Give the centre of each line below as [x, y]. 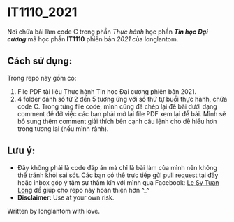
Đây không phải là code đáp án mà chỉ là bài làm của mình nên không [117, 167]
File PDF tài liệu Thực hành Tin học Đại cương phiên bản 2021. [107, 91]
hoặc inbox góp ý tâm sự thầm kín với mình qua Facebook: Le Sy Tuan [118, 182]
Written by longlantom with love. [53, 211]
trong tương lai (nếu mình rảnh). [63, 129]
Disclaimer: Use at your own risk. [66, 197]
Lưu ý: [21, 151]
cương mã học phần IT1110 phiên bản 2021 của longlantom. [93, 39]
